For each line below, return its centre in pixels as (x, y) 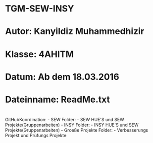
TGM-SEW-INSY (40, 9)
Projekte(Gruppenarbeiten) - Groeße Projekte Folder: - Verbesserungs (77, 130)
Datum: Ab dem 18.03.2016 (62, 77)
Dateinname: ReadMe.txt (58, 99)
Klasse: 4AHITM (40, 54)
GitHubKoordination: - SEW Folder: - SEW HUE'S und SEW (65, 120)
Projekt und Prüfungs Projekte (36, 136)
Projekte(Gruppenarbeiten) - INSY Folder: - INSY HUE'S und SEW (72, 125)
